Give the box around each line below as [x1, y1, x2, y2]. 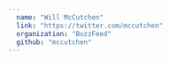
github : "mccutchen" [16, 37, 92, 47]
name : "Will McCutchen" [16, 12, 104, 22]
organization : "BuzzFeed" [16, 29, 112, 38]
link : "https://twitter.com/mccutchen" [16, 21, 164, 30]
